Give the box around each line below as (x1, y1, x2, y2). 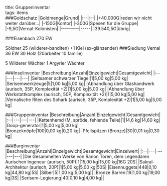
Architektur (5, 164, 29, 170)
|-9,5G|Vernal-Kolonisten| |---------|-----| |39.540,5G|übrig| (5, 26, 130, 32)
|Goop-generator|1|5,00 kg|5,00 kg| (5, 123, 79, 128)
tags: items (5, 10, 29, 16)
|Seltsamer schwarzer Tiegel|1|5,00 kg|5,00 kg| (30, 75, 128, 81)
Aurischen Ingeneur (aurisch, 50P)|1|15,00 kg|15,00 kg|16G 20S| (5, 159, 137, 165)
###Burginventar (5, 143, 40, 149)
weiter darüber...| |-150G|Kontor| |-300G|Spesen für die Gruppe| (5, 20, 139, 26)
